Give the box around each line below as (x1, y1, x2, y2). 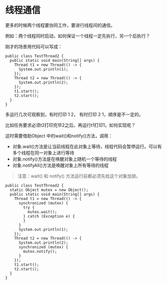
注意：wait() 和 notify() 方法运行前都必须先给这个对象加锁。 (17, 173, 141, 179)
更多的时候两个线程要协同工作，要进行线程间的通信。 (5, 22, 115, 28)
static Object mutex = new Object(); (10, 187, 89, 193)
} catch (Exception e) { (23, 214, 75, 219)
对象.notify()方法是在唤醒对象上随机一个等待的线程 (12, 156, 117, 162)
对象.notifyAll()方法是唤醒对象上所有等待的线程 (12, 162, 109, 168)
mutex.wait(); (27, 209, 57, 214)
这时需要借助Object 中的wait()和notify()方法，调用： (5, 133, 113, 139)
